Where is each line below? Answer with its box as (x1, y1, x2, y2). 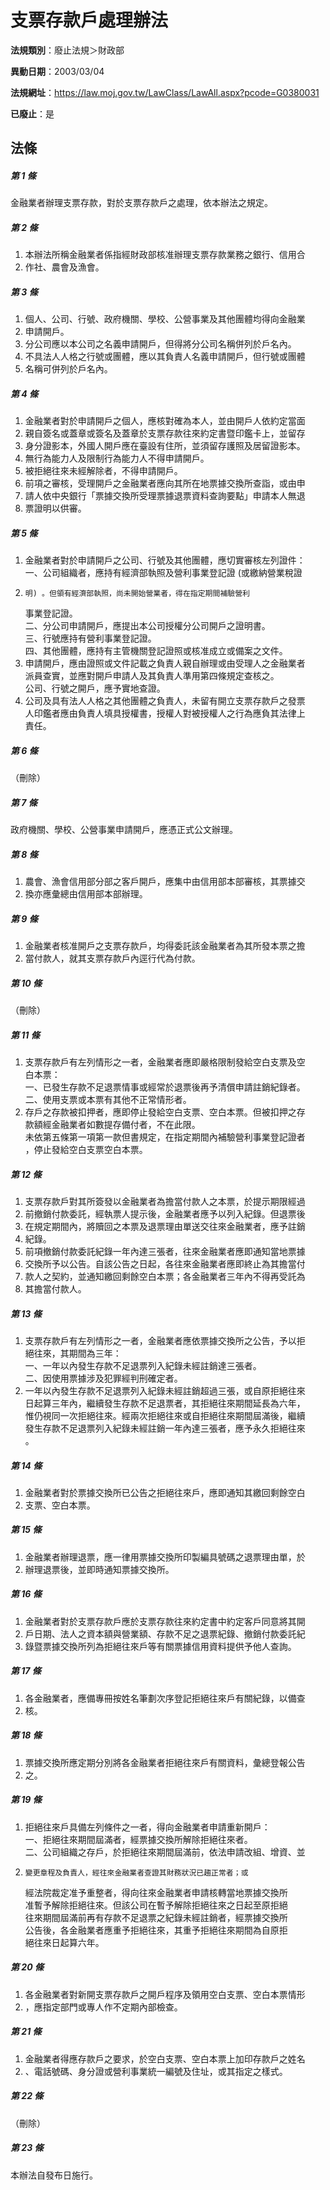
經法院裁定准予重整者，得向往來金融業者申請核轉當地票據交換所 (24, 1886, 288, 1898)
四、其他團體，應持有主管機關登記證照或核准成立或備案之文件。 (24, 645, 288, 657)
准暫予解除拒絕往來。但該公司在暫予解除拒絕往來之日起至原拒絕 (24, 1899, 288, 1911)
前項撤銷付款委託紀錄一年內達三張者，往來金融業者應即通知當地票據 (24, 1245, 306, 1257)
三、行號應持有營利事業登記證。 (24, 632, 157, 645)
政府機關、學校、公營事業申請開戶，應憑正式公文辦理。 (10, 824, 238, 836)
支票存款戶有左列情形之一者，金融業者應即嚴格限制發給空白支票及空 (24, 1056, 306, 1068)
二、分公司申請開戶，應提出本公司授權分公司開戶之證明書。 (24, 620, 271, 632)
